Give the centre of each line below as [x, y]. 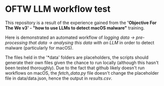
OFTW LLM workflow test [58, 9]
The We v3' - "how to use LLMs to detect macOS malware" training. [75, 28]
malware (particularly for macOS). [39, 48]
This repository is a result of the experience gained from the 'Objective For [81, 23]
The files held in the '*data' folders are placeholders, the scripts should [77, 57]
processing [16, 42]
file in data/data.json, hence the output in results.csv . [59, 78]
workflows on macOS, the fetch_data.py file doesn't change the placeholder [82, 73]
